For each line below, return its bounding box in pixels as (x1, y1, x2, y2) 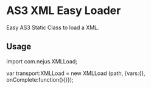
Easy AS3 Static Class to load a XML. (6, 24, 99, 31)
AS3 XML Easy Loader (6, 4, 121, 18)
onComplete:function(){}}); (6, 76, 74, 83)
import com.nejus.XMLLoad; (6, 57, 78, 65)
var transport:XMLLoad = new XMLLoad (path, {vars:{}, (6, 69, 146, 77)
